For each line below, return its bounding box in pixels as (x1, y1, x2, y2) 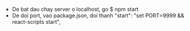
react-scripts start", (11, 18, 61, 25)
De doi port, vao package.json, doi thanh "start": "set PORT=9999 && (11, 12, 185, 19)
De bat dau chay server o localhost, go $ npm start (11, 6, 139, 13)
